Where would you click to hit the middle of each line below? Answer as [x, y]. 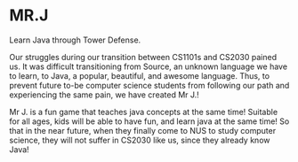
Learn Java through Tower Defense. [75, 40]
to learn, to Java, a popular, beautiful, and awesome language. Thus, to [139, 75]
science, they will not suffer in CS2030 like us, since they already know [140, 140]
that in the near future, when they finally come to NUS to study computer [143, 130]
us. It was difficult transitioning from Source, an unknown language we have [148, 66]
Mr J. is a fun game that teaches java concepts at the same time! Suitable [144, 112]
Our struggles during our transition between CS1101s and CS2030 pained [143, 57]
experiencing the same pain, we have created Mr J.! [105, 95]
